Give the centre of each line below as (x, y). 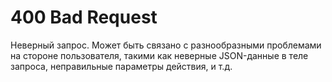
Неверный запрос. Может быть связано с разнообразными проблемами (166, 45)
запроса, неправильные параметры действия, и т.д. (121, 66)
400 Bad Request (84, 17)
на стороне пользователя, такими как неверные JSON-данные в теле (159, 55)
